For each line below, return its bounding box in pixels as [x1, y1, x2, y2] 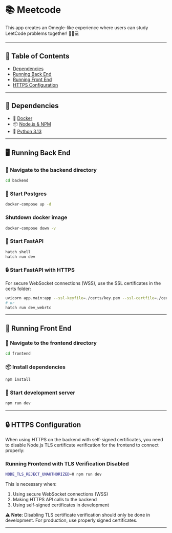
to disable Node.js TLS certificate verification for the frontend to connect [5, 442, 159, 448]
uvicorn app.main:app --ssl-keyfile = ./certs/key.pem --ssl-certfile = [5, 295, 157, 300]
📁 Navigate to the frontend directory [5, 339, 97, 346]
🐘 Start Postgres [5, 190, 47, 197]
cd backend [5, 178, 29, 183]
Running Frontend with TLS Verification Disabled [5, 460, 129, 467]
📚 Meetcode [5, 4, 61, 16]
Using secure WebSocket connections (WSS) [12, 491, 109, 497]
